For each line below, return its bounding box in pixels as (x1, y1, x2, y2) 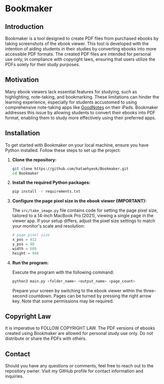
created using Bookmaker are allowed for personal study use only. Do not (5, 331, 153, 336)
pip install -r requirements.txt (12, 189, 81, 194)
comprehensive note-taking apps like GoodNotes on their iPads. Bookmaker (5, 104, 158, 110)
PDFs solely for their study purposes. (5, 62, 80, 67)
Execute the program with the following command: (12, 269, 114, 275)
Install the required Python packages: (12, 179, 91, 185)
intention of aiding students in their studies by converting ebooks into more (5, 46, 157, 51)
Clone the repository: (12, 156, 57, 162)
